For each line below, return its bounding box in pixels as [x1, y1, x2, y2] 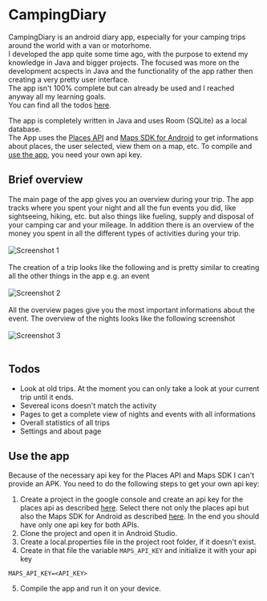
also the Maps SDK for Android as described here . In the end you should [19, 511, 260, 522]
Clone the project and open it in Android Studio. [19, 529, 178, 538]
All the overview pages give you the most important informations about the [8, 305, 255, 314]
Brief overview [8, 173, 83, 187]
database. [8, 124, 42, 134]
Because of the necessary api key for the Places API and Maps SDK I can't [8, 470, 255, 480]
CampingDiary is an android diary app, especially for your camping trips [8, 32, 246, 42]
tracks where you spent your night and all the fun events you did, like [8, 203, 237, 212]
